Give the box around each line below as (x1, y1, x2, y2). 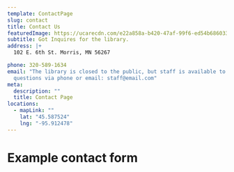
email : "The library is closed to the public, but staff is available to (7, 68, 226, 75)
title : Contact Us (7, 23, 61, 30)
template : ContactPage (7, 10, 73, 17)
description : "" (13, 88, 61, 95)
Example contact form (7, 150, 138, 166)
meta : (7, 81, 23, 88)
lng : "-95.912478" (19, 120, 73, 127)
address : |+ (7, 42, 42, 49)
